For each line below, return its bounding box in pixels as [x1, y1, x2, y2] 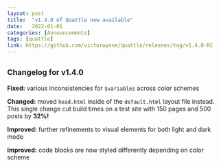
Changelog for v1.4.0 [7, 67, 84, 78]
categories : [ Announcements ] [7, 29, 91, 36]
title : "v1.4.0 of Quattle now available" [7, 16, 134, 23]
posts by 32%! [7, 111, 49, 120]
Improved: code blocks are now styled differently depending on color [7, 146, 205, 154]
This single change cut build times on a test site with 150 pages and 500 [7, 104, 211, 113]
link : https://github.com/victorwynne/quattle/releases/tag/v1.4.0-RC [7, 42, 213, 49]
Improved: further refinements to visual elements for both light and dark [7, 125, 211, 133]
